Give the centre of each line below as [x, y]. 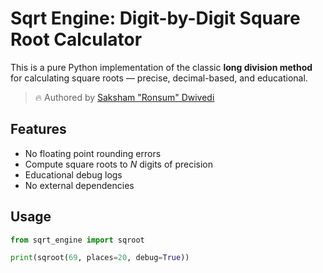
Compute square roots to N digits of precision [119, 164]
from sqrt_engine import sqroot [77, 240]
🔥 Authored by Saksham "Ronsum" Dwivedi [124, 97]
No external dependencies [79, 185]
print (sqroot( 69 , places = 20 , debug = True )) [100, 258]
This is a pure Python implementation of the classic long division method [161, 67]
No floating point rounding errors [93, 153]
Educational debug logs [73, 174]
